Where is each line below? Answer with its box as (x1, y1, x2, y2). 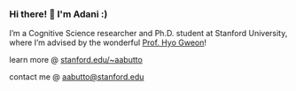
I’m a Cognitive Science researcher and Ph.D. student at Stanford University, (9, 28, 288, 39)
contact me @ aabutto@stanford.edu (9, 72, 144, 82)
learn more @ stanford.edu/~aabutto (9, 55, 144, 65)
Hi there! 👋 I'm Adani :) (9, 8, 108, 20)
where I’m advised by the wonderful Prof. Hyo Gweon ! (9, 37, 206, 48)
